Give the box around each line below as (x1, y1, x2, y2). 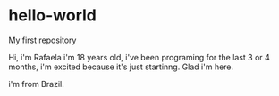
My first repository (8, 35, 77, 45)
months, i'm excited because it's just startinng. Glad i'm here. (8, 61, 234, 72)
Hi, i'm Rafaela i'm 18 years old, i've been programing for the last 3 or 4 (8, 52, 270, 62)
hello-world (8, 5, 97, 26)
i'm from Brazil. (8, 78, 64, 89)
